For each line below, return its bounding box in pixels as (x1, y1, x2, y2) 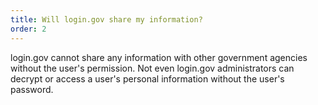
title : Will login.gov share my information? (10, 14, 203, 25)
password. (10, 83, 54, 95)
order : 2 (10, 24, 47, 34)
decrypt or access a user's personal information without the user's (10, 72, 285, 85)
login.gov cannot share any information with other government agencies (10, 51, 308, 63)
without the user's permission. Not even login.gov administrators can (10, 62, 295, 74)
